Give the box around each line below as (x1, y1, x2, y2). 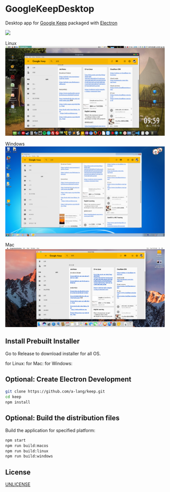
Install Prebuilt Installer (5, 337, 80, 346)
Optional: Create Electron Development (5, 375, 132, 383)
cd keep (5, 395, 22, 400)
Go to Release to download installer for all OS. (5, 350, 101, 356)
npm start (5, 438, 26, 443)
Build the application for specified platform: (5, 427, 96, 433)
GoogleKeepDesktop (5, 3, 95, 15)
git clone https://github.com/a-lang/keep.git (5, 389, 105, 394)
